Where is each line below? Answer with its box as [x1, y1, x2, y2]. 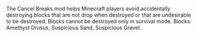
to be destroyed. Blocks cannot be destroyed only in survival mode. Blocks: [6, 18, 192, 24]
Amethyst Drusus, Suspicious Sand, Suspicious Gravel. [6, 24, 141, 31]
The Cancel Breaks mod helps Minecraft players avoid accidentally [6, 5, 171, 12]
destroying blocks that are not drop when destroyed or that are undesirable [6, 11, 191, 18]
